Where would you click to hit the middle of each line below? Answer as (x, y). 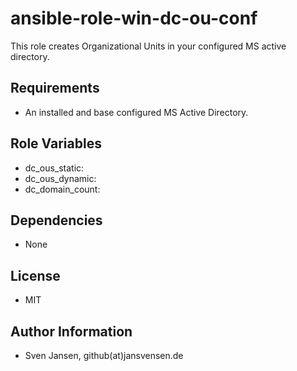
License (35, 275)
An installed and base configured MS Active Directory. (136, 112)
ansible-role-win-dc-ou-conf (134, 18)
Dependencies (56, 220)
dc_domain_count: (62, 189)
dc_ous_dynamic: (60, 178)
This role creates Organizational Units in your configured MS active (148, 46)
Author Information (71, 331)
